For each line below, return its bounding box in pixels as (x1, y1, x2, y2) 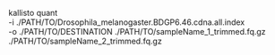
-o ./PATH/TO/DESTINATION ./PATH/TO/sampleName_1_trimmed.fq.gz (8, 27, 266, 36)
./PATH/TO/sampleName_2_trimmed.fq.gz (8, 35, 162, 46)
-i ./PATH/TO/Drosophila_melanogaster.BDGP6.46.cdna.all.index (8, 17, 245, 27)
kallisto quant (8, 8, 58, 18)
